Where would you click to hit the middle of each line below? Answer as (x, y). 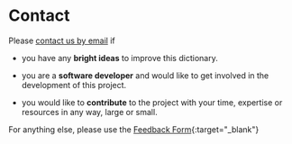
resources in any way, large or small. (90, 112)
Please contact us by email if (62, 40)
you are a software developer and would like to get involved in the (145, 75)
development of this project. (74, 85)
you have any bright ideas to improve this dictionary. (119, 58)
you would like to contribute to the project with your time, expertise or (152, 102)
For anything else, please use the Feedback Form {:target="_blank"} (134, 129)
